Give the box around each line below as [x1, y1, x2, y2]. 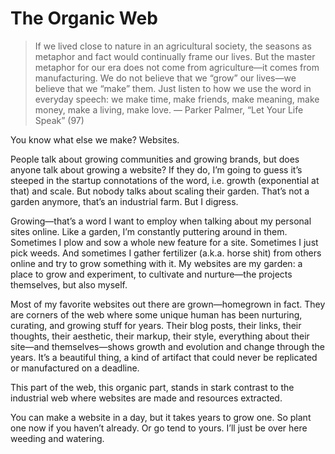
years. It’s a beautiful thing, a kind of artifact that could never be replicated [10, 351, 318, 363]
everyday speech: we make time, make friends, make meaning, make [34, 93, 320, 105]
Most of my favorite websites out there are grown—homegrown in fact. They [10, 298, 326, 310]
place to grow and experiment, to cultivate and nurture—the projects [10, 268, 293, 280]
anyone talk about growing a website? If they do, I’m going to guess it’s [10, 163, 303, 176]
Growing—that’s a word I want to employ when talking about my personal [10, 215, 312, 227]
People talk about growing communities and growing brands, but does [10, 153, 300, 165]
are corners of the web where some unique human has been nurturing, [10, 308, 303, 321]
